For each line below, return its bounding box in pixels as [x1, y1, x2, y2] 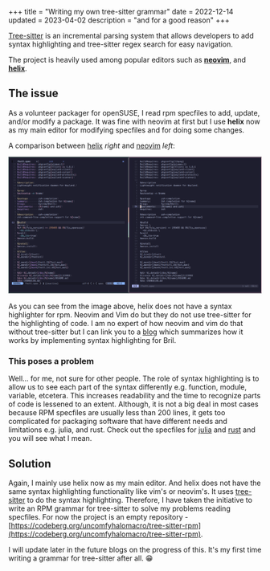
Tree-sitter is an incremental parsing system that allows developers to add [8, 31, 255, 40]
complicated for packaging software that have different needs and [8, 417, 227, 426]
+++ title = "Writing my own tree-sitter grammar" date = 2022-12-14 [8, 7, 234, 16]
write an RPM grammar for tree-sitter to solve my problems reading [8, 504, 231, 513]
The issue [8, 87, 59, 100]
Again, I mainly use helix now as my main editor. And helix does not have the [8, 478, 261, 488]
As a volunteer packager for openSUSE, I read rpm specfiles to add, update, [8, 108, 260, 117]
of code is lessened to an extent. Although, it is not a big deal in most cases [8, 399, 259, 409]
